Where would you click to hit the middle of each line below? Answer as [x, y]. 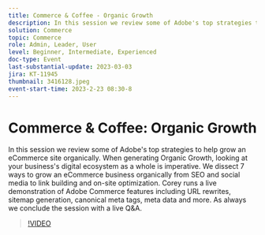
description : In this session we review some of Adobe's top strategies [130, 23]
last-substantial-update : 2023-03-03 [70, 67]
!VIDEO [39, 224]
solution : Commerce [40, 30]
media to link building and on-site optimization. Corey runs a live [112, 183]
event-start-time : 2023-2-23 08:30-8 [70, 89]
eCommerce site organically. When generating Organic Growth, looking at [128, 158]
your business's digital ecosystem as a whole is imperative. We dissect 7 [126, 166]
